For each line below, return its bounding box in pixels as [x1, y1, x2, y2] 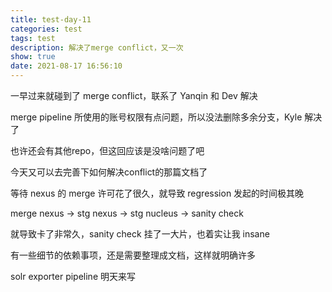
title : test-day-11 [10, 14, 92, 25]
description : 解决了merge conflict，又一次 [10, 42, 184, 53]
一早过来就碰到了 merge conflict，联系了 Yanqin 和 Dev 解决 [10, 90, 258, 101]
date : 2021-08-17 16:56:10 [10, 61, 123, 71]
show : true [10, 52, 56, 62]
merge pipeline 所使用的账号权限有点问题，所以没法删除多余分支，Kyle [10, 111, 303, 123]
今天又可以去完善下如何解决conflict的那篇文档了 [10, 166, 208, 178]
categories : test [10, 24, 83, 34]
